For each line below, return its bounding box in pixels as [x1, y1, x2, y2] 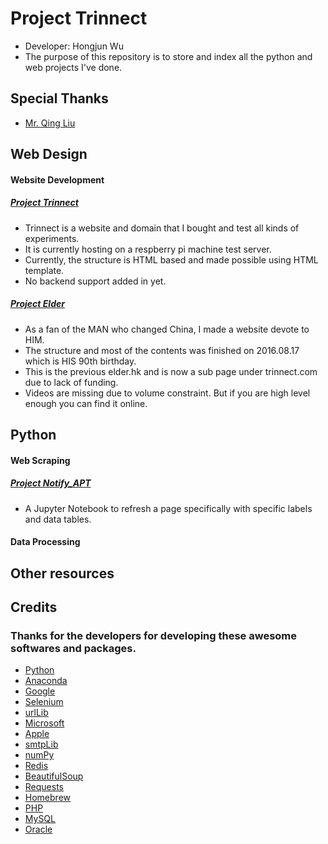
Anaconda [24, 675, 68, 687]
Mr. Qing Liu [24, 117, 76, 129]
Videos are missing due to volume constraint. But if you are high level [24, 387, 311, 399]
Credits [10, 599, 58, 616]
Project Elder [10, 298, 65, 310]
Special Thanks [10, 90, 109, 107]
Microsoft [24, 717, 65, 729]
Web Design [10, 146, 88, 163]
